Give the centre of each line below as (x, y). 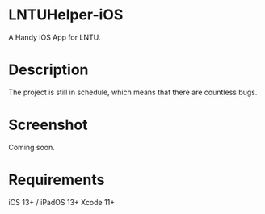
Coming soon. (32, 147)
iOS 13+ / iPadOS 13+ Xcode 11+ (62, 202)
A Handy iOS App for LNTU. (55, 37)
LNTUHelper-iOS (66, 15)
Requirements (57, 180)
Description (48, 70)
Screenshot (48, 125)
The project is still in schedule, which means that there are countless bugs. (133, 92)
